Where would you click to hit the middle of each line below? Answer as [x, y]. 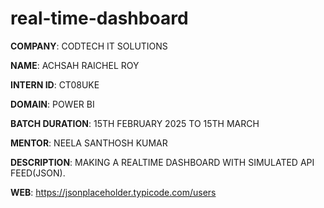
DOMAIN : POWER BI [52, 104]
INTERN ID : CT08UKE [55, 84]
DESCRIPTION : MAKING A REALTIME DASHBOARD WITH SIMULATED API [162, 162]
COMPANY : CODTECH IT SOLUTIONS [89, 46]
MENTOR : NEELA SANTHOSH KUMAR [89, 143]
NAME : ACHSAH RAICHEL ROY [75, 65]
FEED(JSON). [38, 173]
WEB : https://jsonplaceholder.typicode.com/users [113, 192]
